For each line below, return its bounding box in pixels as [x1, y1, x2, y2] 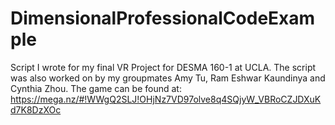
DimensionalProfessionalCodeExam [10, 7, 316, 30]
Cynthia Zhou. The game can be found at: [10, 82, 182, 94]
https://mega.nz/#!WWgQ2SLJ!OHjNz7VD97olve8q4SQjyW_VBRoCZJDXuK [10, 93, 322, 105]
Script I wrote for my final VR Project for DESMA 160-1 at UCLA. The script [10, 61, 317, 73]
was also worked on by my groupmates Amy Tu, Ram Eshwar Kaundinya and [10, 72, 326, 84]
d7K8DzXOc [10, 103, 62, 116]
